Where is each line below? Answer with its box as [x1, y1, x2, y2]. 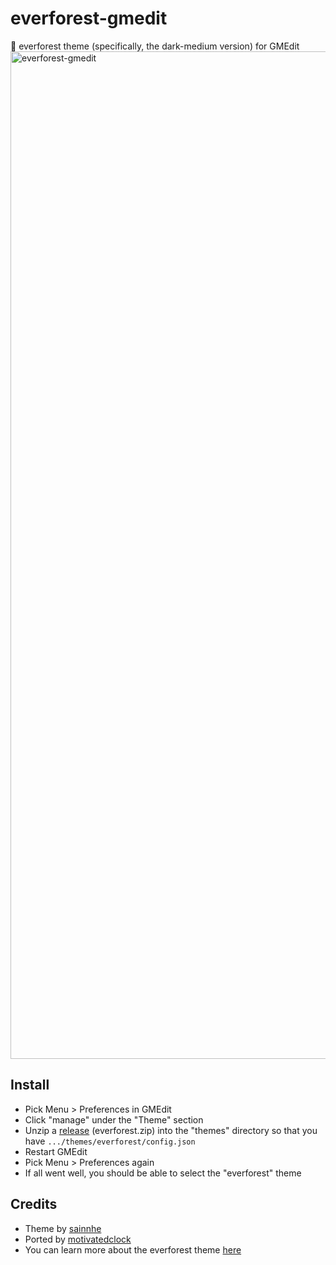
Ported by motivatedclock [24, 1233, 132, 1245]
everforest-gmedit [10, 7, 168, 30]
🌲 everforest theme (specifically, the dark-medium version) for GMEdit [10, 40, 300, 52]
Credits [10, 1196, 58, 1213]
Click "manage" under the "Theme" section [24, 1113, 204, 1126]
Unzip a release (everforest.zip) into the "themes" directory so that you [24, 1124, 318, 1136]
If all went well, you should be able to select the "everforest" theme [24, 1167, 302, 1179]
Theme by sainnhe [24, 1222, 102, 1234]
